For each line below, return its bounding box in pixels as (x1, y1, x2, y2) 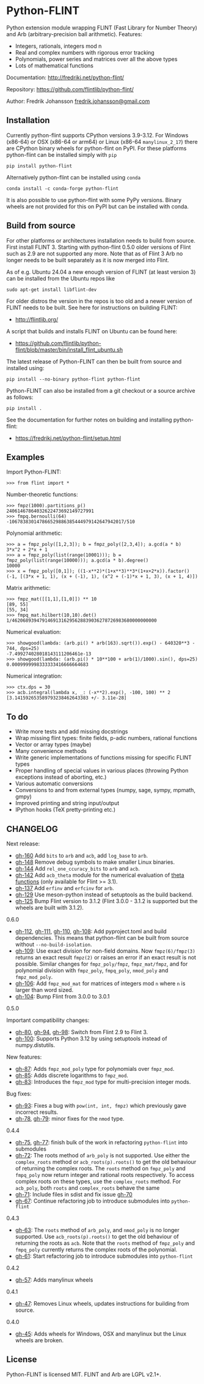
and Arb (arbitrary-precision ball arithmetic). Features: (6, 30, 142, 37)
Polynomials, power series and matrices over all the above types (15, 55, 178, 62)
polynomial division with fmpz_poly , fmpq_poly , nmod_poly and (15, 967, 169, 974)
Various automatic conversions (15, 780, 93, 787)
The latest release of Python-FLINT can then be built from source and (6, 358, 182, 365)
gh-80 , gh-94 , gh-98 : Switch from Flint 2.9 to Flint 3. (15, 1029, 148, 1035)
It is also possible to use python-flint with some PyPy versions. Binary (6, 196, 182, 203)
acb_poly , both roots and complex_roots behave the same (15, 1184, 160, 1192)
